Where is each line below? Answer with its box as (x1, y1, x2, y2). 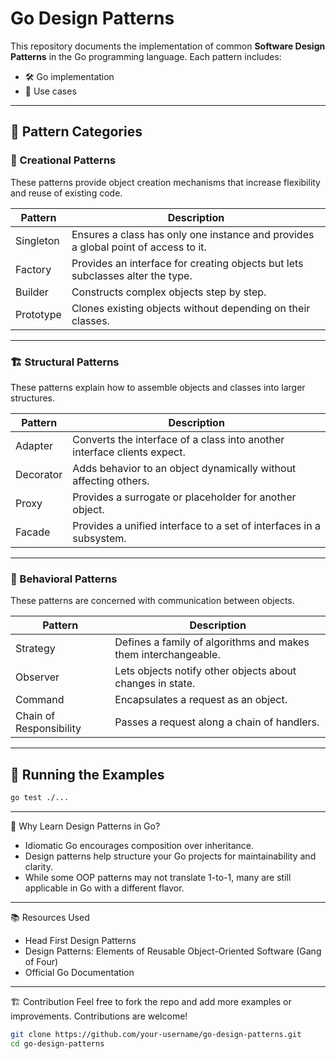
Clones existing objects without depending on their (71, 301, 311, 315)
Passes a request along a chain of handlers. (114, 715, 320, 729)
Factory (15, 262, 52, 276)
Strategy (15, 642, 56, 656)
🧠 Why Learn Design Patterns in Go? (10, 820, 161, 832)
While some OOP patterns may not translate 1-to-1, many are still (24, 871, 292, 883)
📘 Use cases (24, 85, 77, 97)
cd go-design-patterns (10, 1038, 105, 1049)
